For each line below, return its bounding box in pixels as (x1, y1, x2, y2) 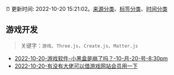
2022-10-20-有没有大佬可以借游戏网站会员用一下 (14, 62, 138, 70)
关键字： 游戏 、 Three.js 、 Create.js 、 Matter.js (20, 42, 138, 49)
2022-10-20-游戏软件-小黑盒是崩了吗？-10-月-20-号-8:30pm (14, 54, 169, 62)
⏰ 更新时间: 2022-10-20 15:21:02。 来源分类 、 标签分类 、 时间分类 (5, 5, 168, 12)
